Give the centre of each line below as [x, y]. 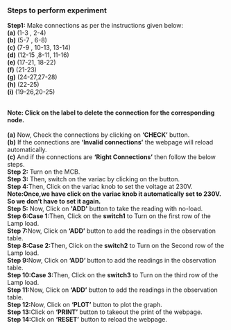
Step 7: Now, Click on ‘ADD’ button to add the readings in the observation [112, 231]
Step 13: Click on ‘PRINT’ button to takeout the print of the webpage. [105, 312]
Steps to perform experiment [57, 10]
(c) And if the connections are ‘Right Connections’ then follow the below [112, 157]
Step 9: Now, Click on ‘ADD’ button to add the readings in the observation [112, 261]
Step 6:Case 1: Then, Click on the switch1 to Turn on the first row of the [109, 216]
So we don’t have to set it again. [54, 201]
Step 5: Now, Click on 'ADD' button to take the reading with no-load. [105, 209]
